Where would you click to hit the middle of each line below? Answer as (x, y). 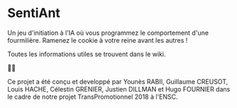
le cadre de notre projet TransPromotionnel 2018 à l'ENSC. (93, 97)
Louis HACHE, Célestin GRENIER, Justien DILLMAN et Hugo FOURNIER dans (119, 89)
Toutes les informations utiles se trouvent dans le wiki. (87, 54)
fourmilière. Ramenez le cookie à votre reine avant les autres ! (98, 40)
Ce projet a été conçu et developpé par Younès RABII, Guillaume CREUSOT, (118, 81)
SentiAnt (34, 13)
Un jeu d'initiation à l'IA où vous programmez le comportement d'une (108, 33)
